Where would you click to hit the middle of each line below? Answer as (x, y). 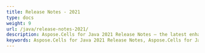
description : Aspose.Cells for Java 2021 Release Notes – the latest (97, 35)
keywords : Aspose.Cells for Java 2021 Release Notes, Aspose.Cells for (99, 40)
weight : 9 (19, 23)
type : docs (20, 18)
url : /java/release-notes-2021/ (47, 29)
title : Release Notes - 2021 (43, 12)
